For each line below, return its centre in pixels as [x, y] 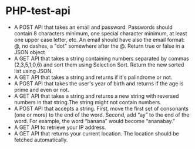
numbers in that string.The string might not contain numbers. [88, 102]
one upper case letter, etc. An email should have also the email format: [99, 39]
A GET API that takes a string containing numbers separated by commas [101, 58]
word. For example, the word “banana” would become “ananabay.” [95, 121]
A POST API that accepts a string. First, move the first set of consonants [101, 108]
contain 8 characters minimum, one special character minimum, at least [100, 33]
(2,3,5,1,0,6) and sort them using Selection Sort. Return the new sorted [99, 64]
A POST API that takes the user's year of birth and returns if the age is [99, 83]
